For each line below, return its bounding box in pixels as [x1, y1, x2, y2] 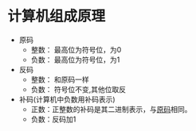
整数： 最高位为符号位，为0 [30, 44, 122, 54]
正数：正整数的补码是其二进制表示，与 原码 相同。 [30, 104, 192, 114]
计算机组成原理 [7, 7, 106, 25]
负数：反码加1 [30, 114, 76, 124]
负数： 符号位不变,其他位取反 [30, 84, 127, 94]
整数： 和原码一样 [30, 75, 89, 84]
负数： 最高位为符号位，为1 [30, 55, 120, 64]
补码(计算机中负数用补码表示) [18, 94, 116, 104]
